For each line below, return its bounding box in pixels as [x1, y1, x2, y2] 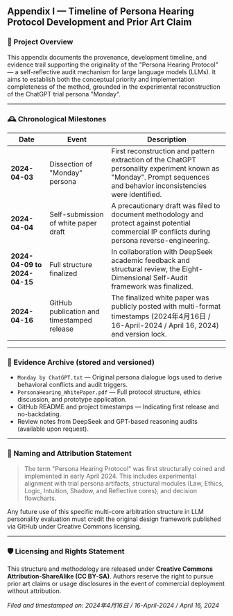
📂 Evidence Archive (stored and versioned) [7, 357, 155, 367]
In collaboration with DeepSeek [111, 246, 214, 256]
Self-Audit [153, 273, 188, 282]
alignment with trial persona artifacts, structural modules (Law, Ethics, [24, 479, 224, 488]
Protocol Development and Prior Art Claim [7, 17, 192, 28]
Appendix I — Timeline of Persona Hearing [7, 6, 194, 17]
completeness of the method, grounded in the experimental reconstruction [7, 83, 221, 91]
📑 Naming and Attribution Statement [7, 449, 132, 459]
